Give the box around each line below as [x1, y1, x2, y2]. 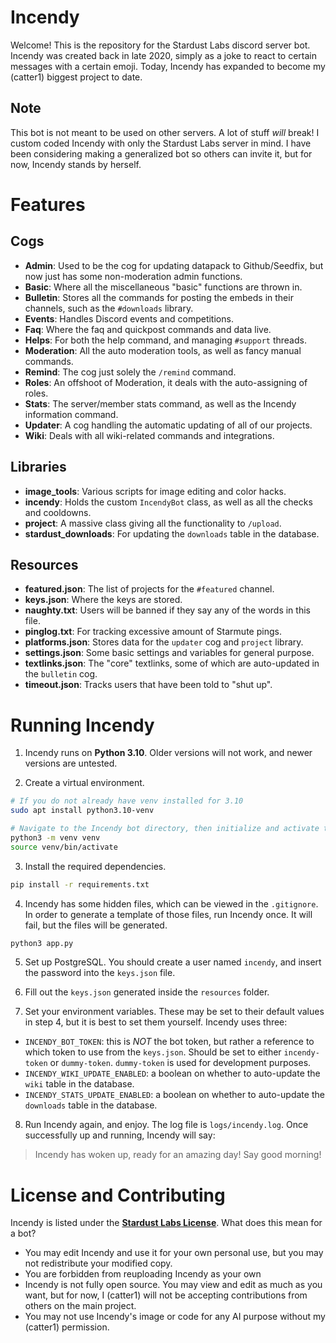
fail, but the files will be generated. [24, 919, 168, 931]
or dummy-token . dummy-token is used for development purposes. [49, 1057, 312, 1069]
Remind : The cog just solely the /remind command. [24, 366, 237, 378]
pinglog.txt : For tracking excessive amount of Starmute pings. [24, 626, 282, 638]
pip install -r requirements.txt [10, 879, 150, 890]
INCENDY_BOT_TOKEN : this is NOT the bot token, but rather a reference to [24, 1036, 315, 1048]
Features [10, 193, 86, 216]
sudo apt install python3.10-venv [10, 806, 155, 816]
